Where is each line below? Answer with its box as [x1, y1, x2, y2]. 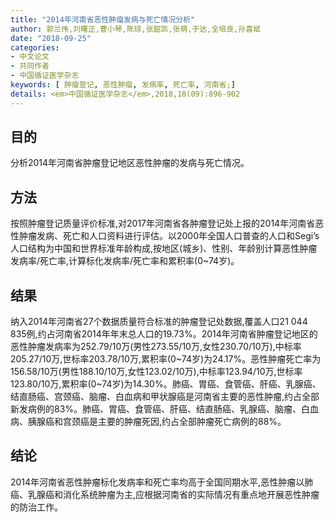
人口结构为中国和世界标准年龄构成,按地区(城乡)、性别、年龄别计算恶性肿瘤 [10, 242, 318, 255]
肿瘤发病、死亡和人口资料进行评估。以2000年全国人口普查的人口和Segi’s [18, 230, 320, 242]
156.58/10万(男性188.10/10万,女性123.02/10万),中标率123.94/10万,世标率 [10, 366, 303, 378]
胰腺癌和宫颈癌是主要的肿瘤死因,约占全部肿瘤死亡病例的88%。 [27, 416, 287, 428]
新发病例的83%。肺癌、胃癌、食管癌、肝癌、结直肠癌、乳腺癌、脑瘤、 [10, 403, 302, 415]
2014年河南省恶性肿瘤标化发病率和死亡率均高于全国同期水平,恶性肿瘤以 [10, 476, 305, 488]
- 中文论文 [10, 52, 50, 62]
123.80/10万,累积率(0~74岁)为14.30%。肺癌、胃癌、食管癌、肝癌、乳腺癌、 [10, 378, 322, 390]
